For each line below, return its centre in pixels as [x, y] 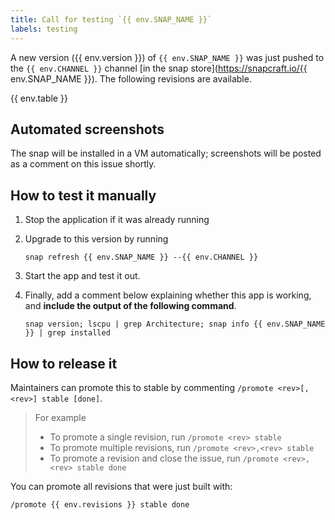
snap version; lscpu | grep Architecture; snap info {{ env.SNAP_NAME [175, 324]
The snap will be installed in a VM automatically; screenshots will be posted [166, 153]
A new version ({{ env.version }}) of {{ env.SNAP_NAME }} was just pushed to [167, 57]
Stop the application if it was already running [117, 220]
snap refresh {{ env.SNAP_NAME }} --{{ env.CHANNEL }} [141, 257]
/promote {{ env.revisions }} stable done [100, 504]
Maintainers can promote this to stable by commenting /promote [142, 387]
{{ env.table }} [39, 98]
